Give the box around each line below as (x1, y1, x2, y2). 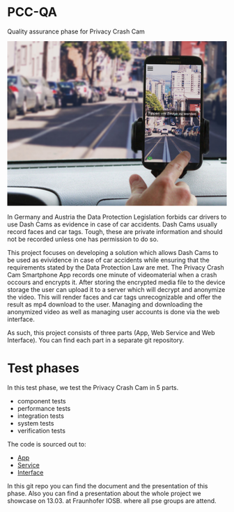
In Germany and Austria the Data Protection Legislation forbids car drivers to (7, 212, 227, 221)
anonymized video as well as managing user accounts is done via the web (7, 307, 220, 316)
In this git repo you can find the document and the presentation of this (7, 481, 208, 490)
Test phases (7, 360, 80, 376)
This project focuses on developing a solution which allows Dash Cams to (7, 248, 219, 256)
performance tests (17, 404, 71, 412)
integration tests (17, 412, 65, 420)
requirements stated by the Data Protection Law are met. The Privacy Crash (7, 263, 224, 272)
